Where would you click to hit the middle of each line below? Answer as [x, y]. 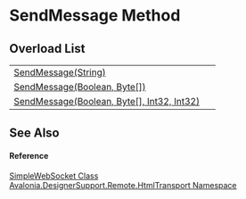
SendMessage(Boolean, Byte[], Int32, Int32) [107, 101]
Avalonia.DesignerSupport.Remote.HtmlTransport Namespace [123, 185]
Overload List [47, 49]
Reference [29, 155]
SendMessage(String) [60, 72]
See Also [34, 133]
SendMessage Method [95, 16]
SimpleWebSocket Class [54, 176]
